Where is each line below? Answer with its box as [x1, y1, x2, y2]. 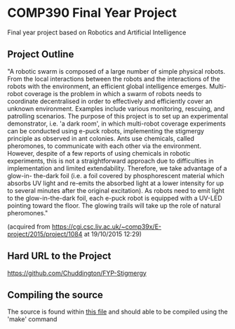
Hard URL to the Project [7, 250, 112, 262]
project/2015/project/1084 [7, 229, 83, 238]
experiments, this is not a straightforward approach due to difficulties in [7, 156, 214, 165]
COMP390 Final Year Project [7, 5, 177, 21]
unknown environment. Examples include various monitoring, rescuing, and [7, 104, 225, 113]
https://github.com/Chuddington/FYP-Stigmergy [7, 269, 147, 277]
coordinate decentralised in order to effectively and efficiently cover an [7, 97, 213, 105]
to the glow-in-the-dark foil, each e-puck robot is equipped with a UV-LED [7, 194, 222, 202]
